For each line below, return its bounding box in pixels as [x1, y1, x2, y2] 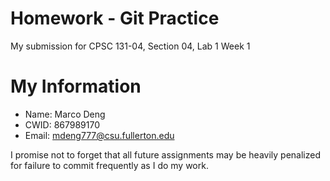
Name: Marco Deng [24, 108, 106, 120]
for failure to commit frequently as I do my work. [10, 159, 209, 171]
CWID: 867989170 [24, 118, 101, 131]
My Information [10, 75, 142, 98]
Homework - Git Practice [10, 7, 220, 30]
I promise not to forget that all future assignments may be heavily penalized [10, 148, 321, 161]
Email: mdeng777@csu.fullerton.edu [24, 129, 175, 141]
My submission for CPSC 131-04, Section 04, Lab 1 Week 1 [10, 40, 251, 52]
